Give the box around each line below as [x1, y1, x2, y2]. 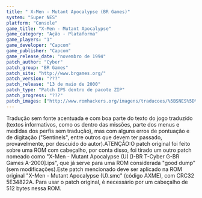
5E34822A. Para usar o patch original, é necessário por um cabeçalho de [6, 178, 188, 185]
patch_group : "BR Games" [6, 64, 69, 71]
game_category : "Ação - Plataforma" [6, 31, 98, 37]
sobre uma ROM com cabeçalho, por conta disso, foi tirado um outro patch [6, 146, 192, 154]
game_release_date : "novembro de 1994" [6, 53, 106, 59]
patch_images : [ [6, 98, 47, 104]
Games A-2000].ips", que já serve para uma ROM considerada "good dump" [6, 159, 196, 166]
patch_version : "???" [6, 76, 61, 82]
